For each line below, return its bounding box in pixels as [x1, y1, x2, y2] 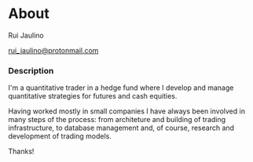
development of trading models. [8, 131, 112, 141]
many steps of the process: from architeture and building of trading [8, 115, 226, 124]
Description [8, 65, 54, 76]
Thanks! [8, 146, 35, 157]
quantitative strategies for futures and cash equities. [8, 92, 178, 101]
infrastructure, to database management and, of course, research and [8, 123, 234, 133]
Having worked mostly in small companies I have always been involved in [8, 106, 246, 116]
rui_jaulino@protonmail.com [8, 45, 99, 55]
